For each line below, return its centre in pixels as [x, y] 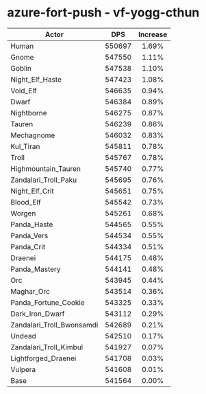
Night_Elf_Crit [33, 191]
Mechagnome [33, 135]
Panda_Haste [32, 224]
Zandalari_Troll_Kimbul [47, 347]
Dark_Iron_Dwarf [38, 314]
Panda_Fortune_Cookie [48, 302]
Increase [153, 34]
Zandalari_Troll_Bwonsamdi [54, 325]
